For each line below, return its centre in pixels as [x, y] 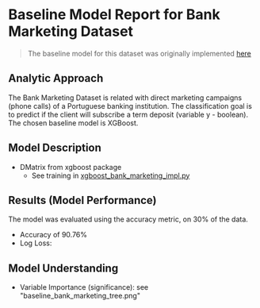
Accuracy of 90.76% [54, 235]
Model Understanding [63, 268]
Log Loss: [36, 243]
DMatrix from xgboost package [71, 167]
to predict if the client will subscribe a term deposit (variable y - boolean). [128, 114]
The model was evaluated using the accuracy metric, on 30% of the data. [128, 219]
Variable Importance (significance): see [84, 287]
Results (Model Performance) [82, 200]
